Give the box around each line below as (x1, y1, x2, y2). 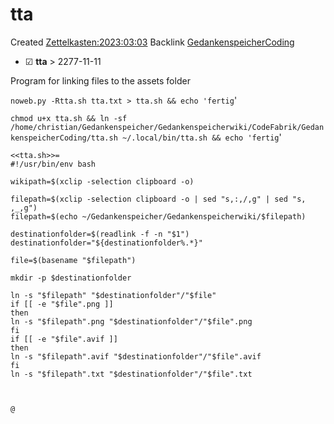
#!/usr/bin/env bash (10, 159, 97, 169)
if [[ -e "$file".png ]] (10, 299, 114, 309)
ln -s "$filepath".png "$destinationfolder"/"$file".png (10, 316, 253, 327)
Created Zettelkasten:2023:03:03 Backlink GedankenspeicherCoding (10, 36, 295, 48)
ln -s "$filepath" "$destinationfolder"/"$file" (10, 290, 217, 300)
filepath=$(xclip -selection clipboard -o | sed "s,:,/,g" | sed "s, (10, 194, 307, 204)
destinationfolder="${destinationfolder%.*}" (10, 238, 203, 248)
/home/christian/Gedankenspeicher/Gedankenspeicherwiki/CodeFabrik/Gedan (10, 122, 325, 132)
